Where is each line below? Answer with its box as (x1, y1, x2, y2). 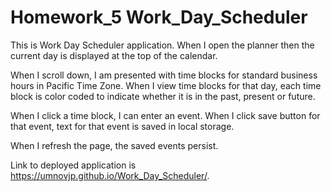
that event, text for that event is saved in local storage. (10, 120, 235, 132)
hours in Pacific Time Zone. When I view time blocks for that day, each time (10, 79, 322, 91)
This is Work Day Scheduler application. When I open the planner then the (10, 39, 315, 51)
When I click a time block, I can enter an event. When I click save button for (10, 109, 321, 121)
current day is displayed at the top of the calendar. (10, 49, 218, 61)
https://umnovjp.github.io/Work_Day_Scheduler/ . (10, 169, 210, 181)
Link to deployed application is (10, 159, 137, 171)
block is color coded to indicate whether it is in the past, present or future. (10, 90, 316, 102)
